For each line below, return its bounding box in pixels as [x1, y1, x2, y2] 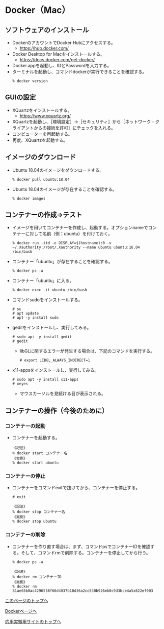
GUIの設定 [5, 93, 36, 102]
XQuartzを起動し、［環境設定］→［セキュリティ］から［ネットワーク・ [12, 118, 156, 124]
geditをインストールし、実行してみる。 [12, 324, 92, 331]
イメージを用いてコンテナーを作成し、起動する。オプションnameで [12, 225, 148, 231]
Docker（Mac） [5, 4, 71, 16]
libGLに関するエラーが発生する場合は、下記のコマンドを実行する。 [19, 348, 155, 354]
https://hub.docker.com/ [19, 45, 69, 51]
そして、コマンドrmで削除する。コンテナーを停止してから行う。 [21, 550, 151, 555]
